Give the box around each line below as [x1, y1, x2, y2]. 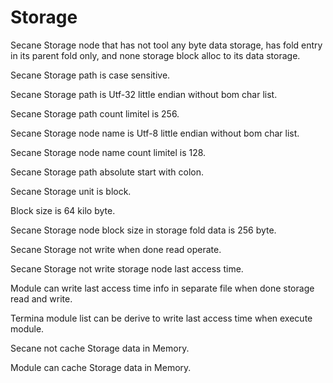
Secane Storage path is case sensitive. [10, 69, 171, 81]
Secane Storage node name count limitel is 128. [10, 146, 207, 158]
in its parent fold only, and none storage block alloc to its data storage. [10, 49, 301, 61]
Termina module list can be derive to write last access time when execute [10, 312, 313, 324]
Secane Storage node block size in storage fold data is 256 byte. [10, 224, 277, 236]
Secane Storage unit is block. [10, 185, 132, 197]
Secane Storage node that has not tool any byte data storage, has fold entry [10, 39, 323, 51]
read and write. [10, 292, 73, 305]
